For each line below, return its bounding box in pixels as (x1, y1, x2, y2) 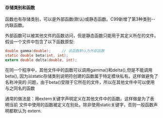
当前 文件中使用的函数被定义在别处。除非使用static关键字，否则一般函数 (9, 101, 154, 107)
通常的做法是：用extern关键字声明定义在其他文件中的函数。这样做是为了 (5, 96, 150, 101)
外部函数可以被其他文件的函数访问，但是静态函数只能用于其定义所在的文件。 (5, 33, 159, 39)
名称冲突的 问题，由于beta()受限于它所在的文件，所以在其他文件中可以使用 (5, 79, 155, 85)
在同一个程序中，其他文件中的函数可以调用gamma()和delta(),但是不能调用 (5, 67, 153, 73)
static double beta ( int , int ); (5, 53, 69, 58)
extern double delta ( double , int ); (5, 58, 77, 62)
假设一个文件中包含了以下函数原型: (5, 39, 75, 45)
